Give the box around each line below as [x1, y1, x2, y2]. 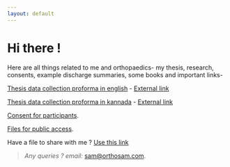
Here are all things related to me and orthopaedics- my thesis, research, [7, 63, 214, 72]
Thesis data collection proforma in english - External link [7, 84, 169, 93]
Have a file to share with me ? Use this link [7, 138, 129, 146]
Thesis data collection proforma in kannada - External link [7, 97, 174, 106]
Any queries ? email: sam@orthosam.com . [24, 151, 146, 160]
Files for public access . [7, 125, 74, 133]
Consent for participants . [7, 111, 79, 119]
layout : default [7, 10, 54, 17]
